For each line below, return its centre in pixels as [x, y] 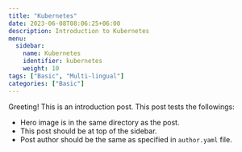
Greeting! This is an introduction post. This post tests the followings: [122, 107]
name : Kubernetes [52, 53]
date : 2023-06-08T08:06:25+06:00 [65, 23]
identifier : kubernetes [63, 61]
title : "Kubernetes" [43, 16]
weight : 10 [41, 69]
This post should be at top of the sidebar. [88, 131]
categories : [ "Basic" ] [46, 83]
